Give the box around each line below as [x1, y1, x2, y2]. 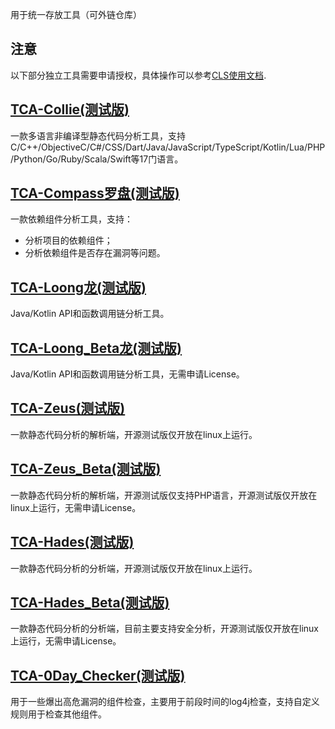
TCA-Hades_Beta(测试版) [10, 594, 170, 611]
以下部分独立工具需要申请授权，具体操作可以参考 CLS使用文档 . [10, 69, 267, 81]
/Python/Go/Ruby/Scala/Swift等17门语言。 [10, 153, 184, 165]
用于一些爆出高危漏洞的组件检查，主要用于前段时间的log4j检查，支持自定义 [10, 696, 320, 708]
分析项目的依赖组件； [24, 234, 113, 247]
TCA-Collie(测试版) [10, 101, 130, 118]
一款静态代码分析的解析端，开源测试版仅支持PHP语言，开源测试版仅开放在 [10, 489, 318, 501]
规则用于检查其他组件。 [10, 708, 107, 720]
